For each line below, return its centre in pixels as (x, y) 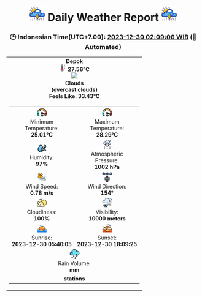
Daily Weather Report (103, 17)
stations (74, 279)
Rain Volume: (74, 263)
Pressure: (107, 160)
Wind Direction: (107, 186)
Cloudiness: (42, 212)
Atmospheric (107, 154)
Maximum (107, 122)
